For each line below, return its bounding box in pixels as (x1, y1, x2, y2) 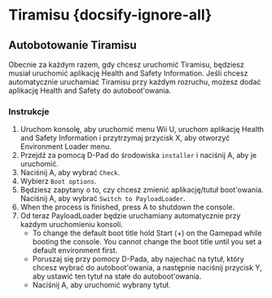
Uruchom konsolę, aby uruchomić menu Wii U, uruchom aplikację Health (20, 125, 265, 134)
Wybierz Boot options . (20, 177, 97, 186)
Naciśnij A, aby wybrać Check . (20, 168, 121, 177)
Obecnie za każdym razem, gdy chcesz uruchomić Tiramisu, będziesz (8, 59, 244, 69)
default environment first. (32, 246, 118, 256)
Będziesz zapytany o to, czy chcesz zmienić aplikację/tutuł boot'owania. (20, 185, 264, 195)
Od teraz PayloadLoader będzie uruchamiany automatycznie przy (20, 211, 241, 221)
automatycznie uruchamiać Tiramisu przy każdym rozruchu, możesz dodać (8, 77, 261, 86)
